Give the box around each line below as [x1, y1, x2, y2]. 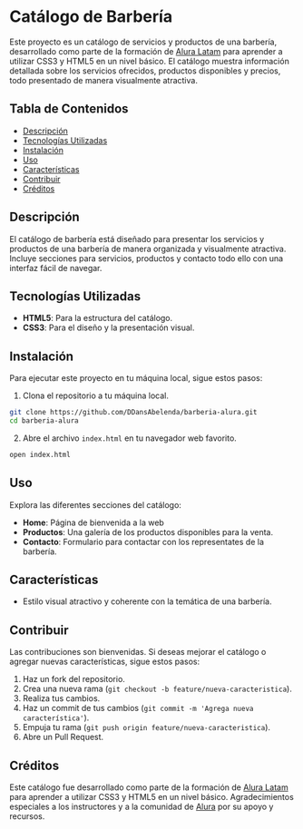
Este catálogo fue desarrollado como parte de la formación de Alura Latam [9, 782, 288, 793]
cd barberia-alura [9, 416, 79, 425]
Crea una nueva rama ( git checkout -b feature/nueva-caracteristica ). [22, 683, 292, 695]
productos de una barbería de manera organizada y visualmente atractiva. [9, 243, 287, 254]
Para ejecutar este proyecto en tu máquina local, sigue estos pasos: [9, 373, 263, 384]
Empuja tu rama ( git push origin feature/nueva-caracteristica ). [22, 722, 270, 733]
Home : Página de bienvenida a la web [22, 517, 165, 528]
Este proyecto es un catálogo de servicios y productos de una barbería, [9, 36, 278, 47]
